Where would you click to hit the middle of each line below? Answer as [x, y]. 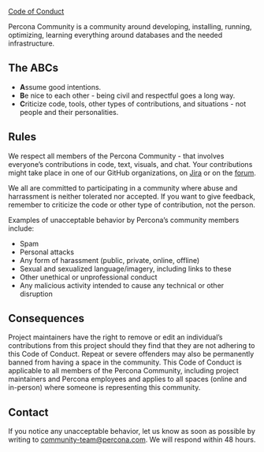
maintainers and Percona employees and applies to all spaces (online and [127, 379]
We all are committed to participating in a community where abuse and [123, 187]
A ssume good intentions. [60, 87]
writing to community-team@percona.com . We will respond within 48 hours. [132, 439]
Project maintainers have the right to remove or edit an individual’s [115, 337]
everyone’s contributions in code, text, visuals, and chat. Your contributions [130, 164]
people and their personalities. [69, 112]
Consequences [46, 319]
